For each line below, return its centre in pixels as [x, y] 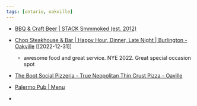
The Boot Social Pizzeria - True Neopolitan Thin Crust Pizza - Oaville [99, 75]
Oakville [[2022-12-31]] [43, 46]
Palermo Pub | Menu [40, 87]
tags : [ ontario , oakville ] [39, 12]
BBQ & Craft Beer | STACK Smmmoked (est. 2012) [76, 28]
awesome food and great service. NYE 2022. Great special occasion [107, 57]
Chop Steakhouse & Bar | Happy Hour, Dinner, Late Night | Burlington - [101, 40]
